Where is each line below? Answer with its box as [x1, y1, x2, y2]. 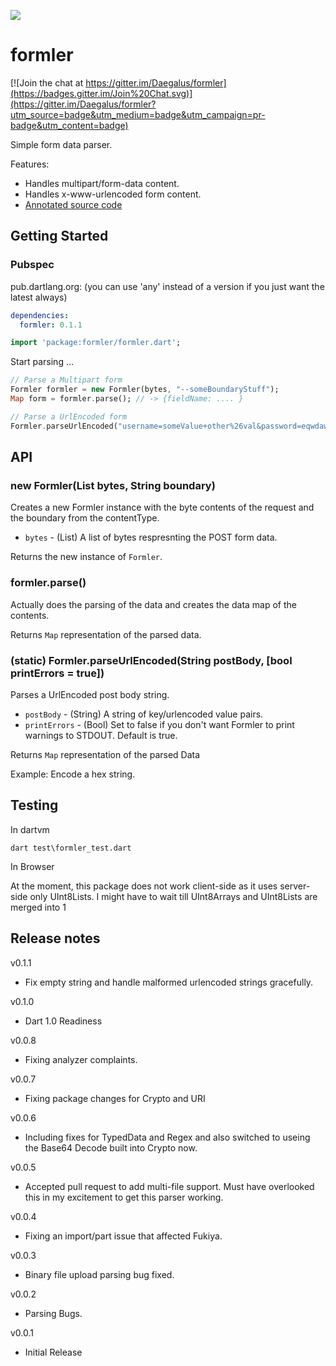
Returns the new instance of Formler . [10, 551, 163, 563]
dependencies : [10, 310, 70, 320]
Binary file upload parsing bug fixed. [24, 1268, 175, 1280]
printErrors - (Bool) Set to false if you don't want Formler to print [24, 718, 295, 730]
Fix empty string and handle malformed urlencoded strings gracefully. [24, 976, 314, 988]
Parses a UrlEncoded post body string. [10, 688, 170, 700]
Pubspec [10, 258, 55, 272]
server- [279, 880, 311, 892]
